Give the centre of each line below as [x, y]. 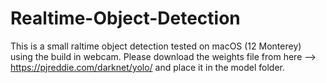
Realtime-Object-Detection [125, 18]
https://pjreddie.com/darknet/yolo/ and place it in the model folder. [148, 67]
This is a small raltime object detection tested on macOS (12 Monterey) [156, 46]
